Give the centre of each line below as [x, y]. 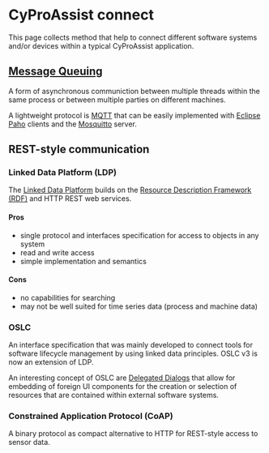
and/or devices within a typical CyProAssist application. [101, 45]
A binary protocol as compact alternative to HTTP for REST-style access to [133, 434]
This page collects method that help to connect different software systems [133, 37]
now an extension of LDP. [51, 362]
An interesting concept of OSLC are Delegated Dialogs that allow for [122, 378]
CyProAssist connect [81, 15]
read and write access [57, 252]
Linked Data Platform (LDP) [63, 173]
